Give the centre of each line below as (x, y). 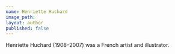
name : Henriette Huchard (37, 12)
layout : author (25, 23)
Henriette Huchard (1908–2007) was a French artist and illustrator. (87, 45)
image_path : (20, 17)
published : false (27, 28)
